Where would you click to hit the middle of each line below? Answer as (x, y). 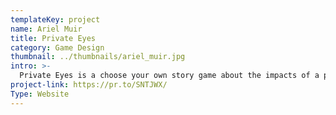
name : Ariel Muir (46, 29)
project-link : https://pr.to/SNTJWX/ (89, 85)
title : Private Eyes (53, 38)
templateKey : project (55, 19)
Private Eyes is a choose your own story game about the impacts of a (169, 76)
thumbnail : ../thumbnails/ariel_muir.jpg (98, 57)
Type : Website (40, 94)
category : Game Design (57, 47)
